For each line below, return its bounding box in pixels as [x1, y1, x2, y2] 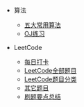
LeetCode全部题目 [24, 67, 77, 74]
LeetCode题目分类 [24, 75, 77, 83]
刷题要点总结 [24, 92, 61, 101]
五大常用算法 [24, 21, 61, 29]
